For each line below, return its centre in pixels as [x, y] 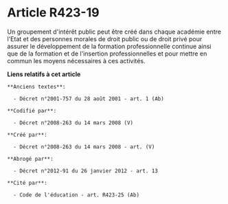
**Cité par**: [27, 183]
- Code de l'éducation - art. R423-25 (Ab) [76, 195]
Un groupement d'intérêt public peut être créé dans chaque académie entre [114, 32]
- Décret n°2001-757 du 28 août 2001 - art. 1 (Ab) [89, 99]
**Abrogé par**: [30, 159]
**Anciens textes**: [37, 87]
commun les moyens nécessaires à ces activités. [76, 60]
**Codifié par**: [32, 111]
